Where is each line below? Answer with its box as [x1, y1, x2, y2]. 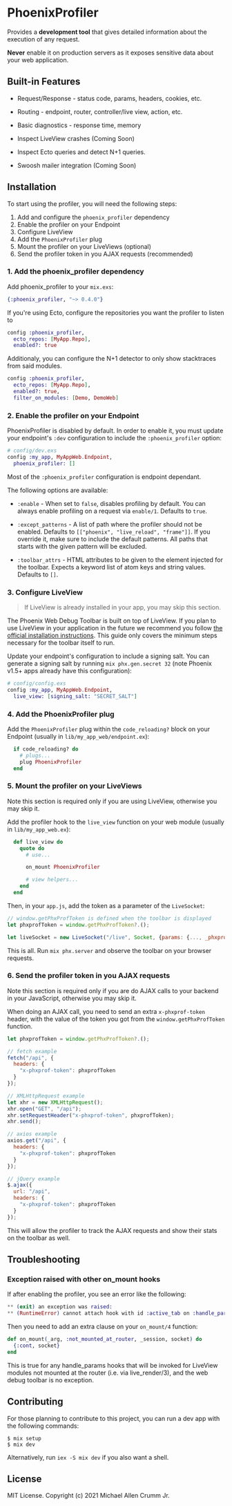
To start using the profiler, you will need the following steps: [7, 199, 177, 208]
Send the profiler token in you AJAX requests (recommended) [17, 250, 193, 258]
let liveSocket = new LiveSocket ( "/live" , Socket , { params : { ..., [7, 934, 202, 941]
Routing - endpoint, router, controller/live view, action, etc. [17, 107, 183, 115]
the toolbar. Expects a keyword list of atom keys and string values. [17, 563, 206, 571]
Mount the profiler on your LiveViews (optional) [17, 242, 152, 250]
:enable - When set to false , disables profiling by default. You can [17, 499, 206, 507]
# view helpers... [25, 876, 79, 883]
